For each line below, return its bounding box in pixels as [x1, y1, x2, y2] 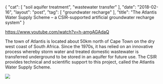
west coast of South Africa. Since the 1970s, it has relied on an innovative [5, 44, 153, 49]
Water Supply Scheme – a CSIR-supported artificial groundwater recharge [5, 15, 155, 20]
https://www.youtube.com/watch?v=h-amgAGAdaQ [5, 29, 109, 34]
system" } [5, 19, 25, 25]
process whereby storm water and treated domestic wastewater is [5, 49, 139, 54]
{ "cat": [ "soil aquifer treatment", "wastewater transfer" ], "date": [5, 4, 137, 10]
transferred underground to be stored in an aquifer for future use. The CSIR [5, 54, 157, 60]
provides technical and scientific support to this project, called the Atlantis [5, 59, 155, 65]
